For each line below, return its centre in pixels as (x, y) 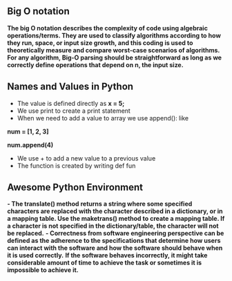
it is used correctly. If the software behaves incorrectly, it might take (107, 255)
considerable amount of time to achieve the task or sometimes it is (105, 263)
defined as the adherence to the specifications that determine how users (114, 241)
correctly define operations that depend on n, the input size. (96, 64)
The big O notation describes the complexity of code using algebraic (108, 28)
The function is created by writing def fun (76, 165)
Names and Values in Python (70, 87)
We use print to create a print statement (74, 111)
